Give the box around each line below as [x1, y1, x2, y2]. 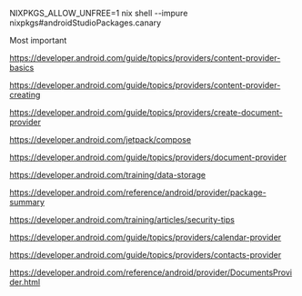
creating [9, 90, 41, 100]
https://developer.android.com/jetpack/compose [9, 134, 192, 144]
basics [9, 63, 35, 73]
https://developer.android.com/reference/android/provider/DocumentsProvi [9, 267, 293, 278]
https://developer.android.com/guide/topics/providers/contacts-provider [9, 250, 282, 260]
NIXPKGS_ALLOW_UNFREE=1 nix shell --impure [9, 8, 188, 18]
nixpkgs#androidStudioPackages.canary [9, 17, 162, 28]
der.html [9, 277, 41, 287]
